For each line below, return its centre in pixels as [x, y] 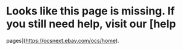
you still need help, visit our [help [91, 24]
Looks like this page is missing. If [90, 11]
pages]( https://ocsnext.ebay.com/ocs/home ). [63, 40]
